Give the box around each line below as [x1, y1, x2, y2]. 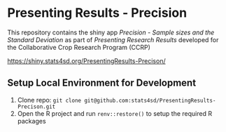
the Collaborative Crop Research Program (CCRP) [7, 43, 150, 51]
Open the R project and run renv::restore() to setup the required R [17, 109, 212, 117]
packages [17, 117, 47, 125]
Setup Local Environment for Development [7, 77, 197, 89]
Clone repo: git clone [17, 95, 82, 104]
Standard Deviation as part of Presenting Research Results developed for [7, 35, 219, 44]
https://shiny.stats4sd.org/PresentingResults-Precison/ [7, 56, 166, 65]
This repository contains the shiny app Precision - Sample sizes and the [7, 28, 215, 37]
